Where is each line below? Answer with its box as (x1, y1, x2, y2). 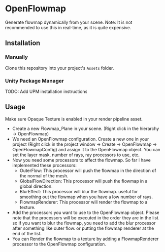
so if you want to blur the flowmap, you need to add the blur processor (12, 220, 156, 226)
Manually (5, 54, 28, 61)
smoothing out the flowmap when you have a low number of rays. (19, 194, 153, 200)
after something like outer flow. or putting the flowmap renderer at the (12, 225, 154, 231)
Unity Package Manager (5, 77, 64, 84)
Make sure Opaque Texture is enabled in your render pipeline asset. (5, 116, 143, 122)
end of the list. (12, 230, 42, 236)
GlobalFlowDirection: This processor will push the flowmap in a (19, 178, 148, 184)
